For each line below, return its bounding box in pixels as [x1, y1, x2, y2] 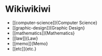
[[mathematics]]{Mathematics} [12, 30, 75, 36]
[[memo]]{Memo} [12, 40, 48, 46]
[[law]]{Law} [12, 35, 38, 41]
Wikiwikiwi [5, 3, 51, 15]
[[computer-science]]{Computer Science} [12, 20, 98, 26]
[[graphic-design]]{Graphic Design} [12, 25, 85, 30]
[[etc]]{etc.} [12, 46, 36, 52]
